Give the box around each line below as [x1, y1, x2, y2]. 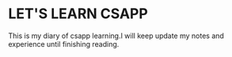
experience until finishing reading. [8, 39, 120, 48]
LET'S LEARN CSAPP [8, 5, 148, 23]
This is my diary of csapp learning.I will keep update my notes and [8, 31, 224, 40]
